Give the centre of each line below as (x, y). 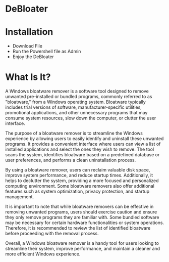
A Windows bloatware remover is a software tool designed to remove (77, 91)
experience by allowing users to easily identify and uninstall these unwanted (84, 139)
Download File (27, 46)
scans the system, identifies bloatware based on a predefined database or (82, 155)
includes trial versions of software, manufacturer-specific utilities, (74, 107)
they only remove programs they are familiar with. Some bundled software (82, 217)
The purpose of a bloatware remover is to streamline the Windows (74, 133)
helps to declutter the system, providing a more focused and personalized (82, 181)
